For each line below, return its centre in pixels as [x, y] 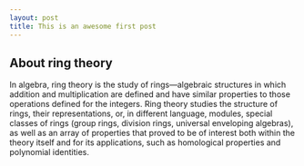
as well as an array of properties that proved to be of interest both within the [152, 133]
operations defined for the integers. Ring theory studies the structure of [144, 104]
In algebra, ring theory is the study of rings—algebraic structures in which [148, 85]
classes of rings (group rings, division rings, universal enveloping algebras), [152, 123]
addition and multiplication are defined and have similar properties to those [150, 94]
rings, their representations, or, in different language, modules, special [141, 113]
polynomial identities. [49, 152]
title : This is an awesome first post [83, 26]
